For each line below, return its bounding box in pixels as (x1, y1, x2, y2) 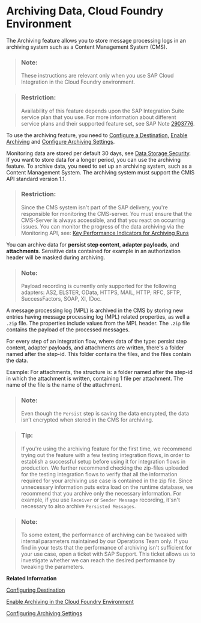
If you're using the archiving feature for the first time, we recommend (20, 445, 192, 452)
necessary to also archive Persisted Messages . (20, 502, 136, 509)
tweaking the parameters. (20, 563, 85, 571)
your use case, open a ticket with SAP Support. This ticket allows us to (20, 550, 196, 557)
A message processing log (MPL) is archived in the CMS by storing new (6, 307, 184, 314)
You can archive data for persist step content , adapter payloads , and (6, 241, 180, 248)
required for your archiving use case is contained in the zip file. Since (20, 477, 193, 484)
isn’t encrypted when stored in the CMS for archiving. (20, 416, 154, 423)
